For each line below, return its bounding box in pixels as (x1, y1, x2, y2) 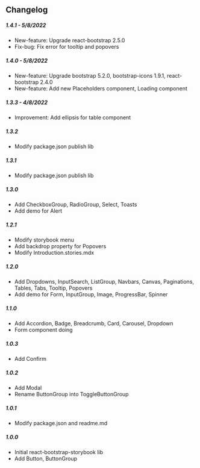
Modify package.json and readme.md (14, 420, 108, 427)
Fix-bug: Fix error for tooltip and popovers (14, 43, 119, 51)
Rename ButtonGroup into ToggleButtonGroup (14, 391, 129, 398)
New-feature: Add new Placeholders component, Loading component (14, 85, 188, 92)
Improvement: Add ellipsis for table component (14, 114, 131, 121)
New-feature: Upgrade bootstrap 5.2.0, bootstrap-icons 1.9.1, (14, 72, 166, 80)
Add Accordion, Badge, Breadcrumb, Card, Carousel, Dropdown (14, 320, 173, 327)
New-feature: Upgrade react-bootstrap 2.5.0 (14, 37, 125, 44)
